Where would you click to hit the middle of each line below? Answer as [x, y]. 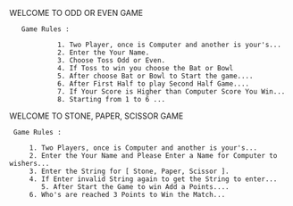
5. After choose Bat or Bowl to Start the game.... [155, 76]
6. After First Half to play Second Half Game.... [153, 84]
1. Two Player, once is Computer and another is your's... [169, 45]
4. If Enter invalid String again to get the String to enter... [153, 179]
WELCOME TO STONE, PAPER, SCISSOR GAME [96, 116]
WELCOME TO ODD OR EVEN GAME [76, 13]
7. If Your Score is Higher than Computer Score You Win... [171, 92]
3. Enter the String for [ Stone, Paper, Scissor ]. [129, 171]
